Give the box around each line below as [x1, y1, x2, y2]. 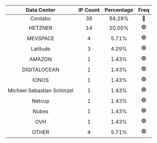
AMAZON [29, 56, 52, 63]
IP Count [78, 7, 100, 13]
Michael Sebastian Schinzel [8, 87, 74, 94]
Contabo [30, 15, 51, 22]
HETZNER [28, 24, 53, 31]
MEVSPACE [27, 35, 55, 42]
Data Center [25, 7, 56, 13]
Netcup [32, 97, 50, 104]
